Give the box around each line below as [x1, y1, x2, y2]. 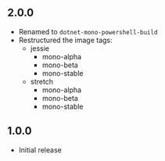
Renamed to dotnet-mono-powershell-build [18, 27, 158, 36]
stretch [30, 77, 54, 86]
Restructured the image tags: [18, 35, 113, 45]
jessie [30, 43, 50, 53]
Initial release [18, 145, 62, 155]
